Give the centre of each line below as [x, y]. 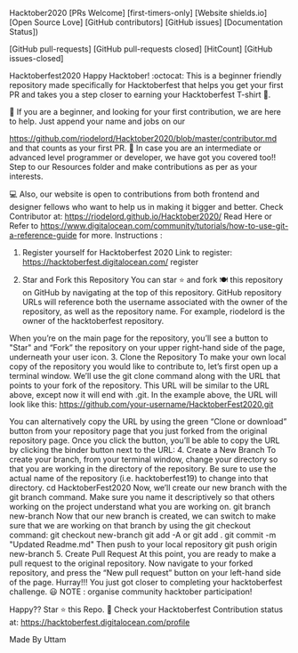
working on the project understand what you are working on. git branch [140, 507]
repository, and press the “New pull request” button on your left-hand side [145, 572]
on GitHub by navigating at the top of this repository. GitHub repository [152, 292]
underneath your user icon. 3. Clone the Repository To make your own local [148, 357]
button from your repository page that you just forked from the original [138, 431]
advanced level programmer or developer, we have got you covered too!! [143, 157]
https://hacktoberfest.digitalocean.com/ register [110, 262]
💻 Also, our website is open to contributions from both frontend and [134, 194]
